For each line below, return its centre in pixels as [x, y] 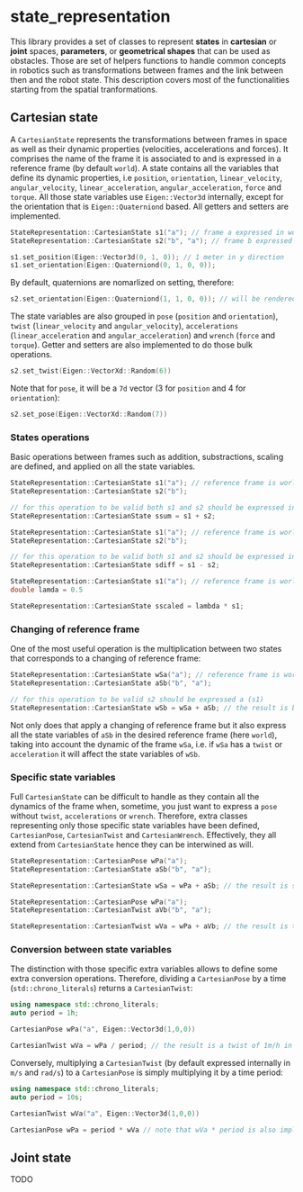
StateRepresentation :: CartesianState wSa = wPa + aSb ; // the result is [149, 885]
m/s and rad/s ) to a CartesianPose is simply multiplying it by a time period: [147, 1072]
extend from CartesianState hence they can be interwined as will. [132, 844]
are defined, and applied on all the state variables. [103, 466]
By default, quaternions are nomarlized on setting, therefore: [122, 283]
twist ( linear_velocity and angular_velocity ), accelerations [125, 326]
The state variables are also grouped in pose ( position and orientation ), [144, 316]
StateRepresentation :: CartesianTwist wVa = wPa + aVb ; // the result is [149, 926]
